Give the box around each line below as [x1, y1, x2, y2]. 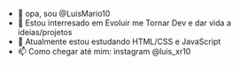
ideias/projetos [17, 27, 73, 37]
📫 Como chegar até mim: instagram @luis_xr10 [17, 47, 191, 56]
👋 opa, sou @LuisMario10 [17, 9, 111, 18]
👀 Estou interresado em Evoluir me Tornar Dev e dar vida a [17, 18, 232, 28]
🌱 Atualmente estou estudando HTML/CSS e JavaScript [17, 36, 221, 47]
